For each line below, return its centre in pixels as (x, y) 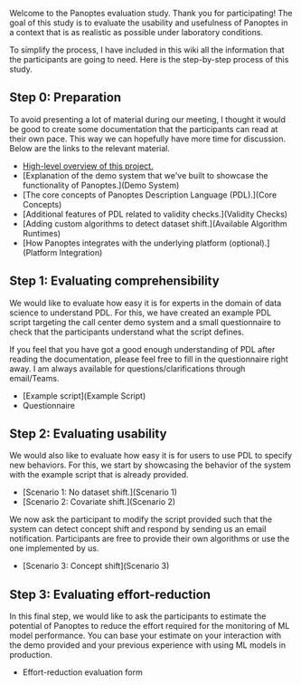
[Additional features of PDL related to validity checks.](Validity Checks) (155, 214)
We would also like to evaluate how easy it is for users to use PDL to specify (150, 456)
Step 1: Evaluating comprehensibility (114, 281)
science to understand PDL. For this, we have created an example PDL (141, 313)
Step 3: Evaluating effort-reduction (110, 594)
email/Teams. (34, 378)
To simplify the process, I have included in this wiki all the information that (147, 50)
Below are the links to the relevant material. (89, 148)
